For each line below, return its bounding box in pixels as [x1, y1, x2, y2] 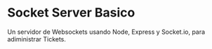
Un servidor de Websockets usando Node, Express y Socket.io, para [7, 28, 206, 36]
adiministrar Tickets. [7, 35, 67, 43]
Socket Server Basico [7, 5, 135, 21]
